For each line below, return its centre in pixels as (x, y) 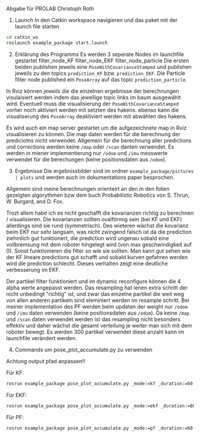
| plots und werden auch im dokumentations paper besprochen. (94, 177)
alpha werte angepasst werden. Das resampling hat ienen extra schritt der (97, 287)
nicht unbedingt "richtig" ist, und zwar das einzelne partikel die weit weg (95, 294)
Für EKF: (17, 395)
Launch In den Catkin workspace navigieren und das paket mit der (96, 20)
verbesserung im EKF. (33, 269)
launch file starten (37, 26)
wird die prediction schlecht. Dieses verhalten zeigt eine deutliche (87, 263)
